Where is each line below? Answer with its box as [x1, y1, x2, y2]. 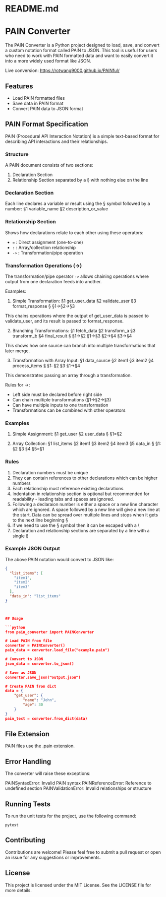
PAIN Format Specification [5, 120, 88, 128]
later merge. [5, 348, 30, 354]
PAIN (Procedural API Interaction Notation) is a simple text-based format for [5, 133, 160, 139]
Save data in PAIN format [12, 100, 63, 106]
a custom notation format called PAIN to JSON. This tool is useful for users [5, 48, 158, 54]
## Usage [5, 616, 23, 621]
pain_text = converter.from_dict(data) [5, 716, 88, 721]
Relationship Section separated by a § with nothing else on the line [12, 177, 149, 183]
